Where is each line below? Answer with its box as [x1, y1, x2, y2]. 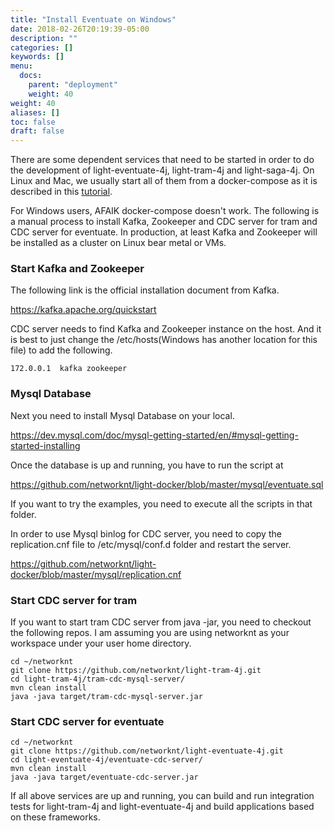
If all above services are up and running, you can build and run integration [10, 790, 315, 802]
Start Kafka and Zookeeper [10, 262, 145, 276]
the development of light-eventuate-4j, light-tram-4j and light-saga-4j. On [10, 164, 315, 176]
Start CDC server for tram [10, 593, 138, 607]
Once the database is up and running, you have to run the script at [10, 459, 284, 471]
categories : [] [10, 42, 74, 53]
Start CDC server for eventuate [10, 714, 165, 728]
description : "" [10, 33, 78, 43]
